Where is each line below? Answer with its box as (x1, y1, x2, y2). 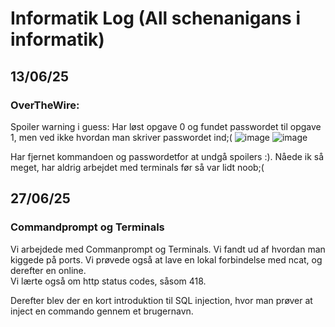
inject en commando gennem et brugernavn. (10, 305, 194, 317)
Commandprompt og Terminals (10, 220, 165, 234)
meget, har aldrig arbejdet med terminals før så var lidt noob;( (10, 161, 265, 173)
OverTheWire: (10, 98, 80, 112)
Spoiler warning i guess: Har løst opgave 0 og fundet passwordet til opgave (10, 120, 322, 132)
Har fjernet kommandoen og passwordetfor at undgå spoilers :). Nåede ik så (10, 150, 325, 162)
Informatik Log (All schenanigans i (10, 7, 301, 30)
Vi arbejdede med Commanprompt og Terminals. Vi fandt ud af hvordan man (10, 243, 326, 255)
